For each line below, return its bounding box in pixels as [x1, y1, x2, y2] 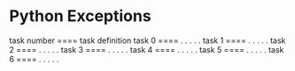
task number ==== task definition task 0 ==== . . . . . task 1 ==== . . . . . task [9, 35, 286, 46]
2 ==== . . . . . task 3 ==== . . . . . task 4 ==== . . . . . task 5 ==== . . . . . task [9, 44, 284, 54]
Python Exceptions [9, 6, 152, 26]
